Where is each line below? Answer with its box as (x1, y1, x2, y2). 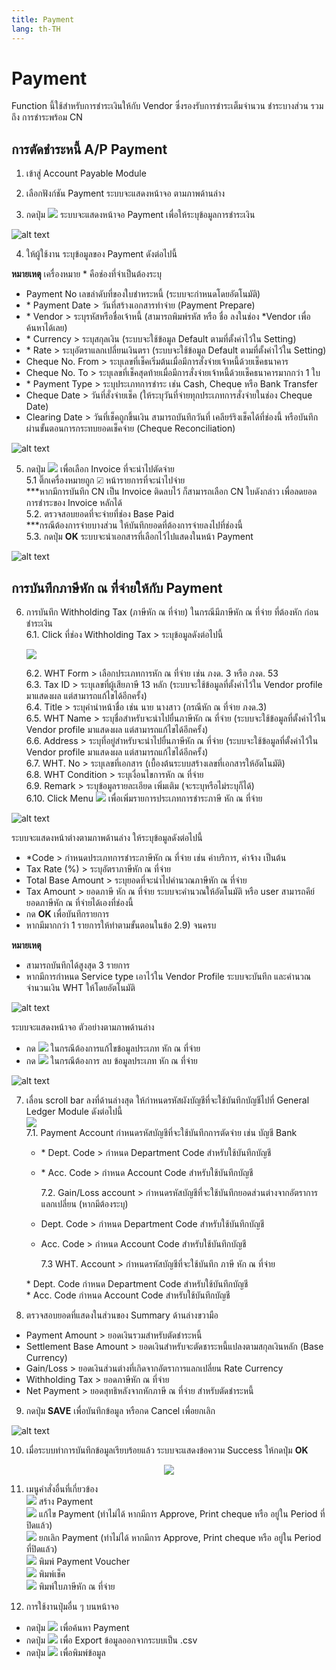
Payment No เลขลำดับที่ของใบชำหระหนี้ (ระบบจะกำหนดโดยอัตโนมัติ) (25, 288, 261, 300)
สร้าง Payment (38, 1496, 94, 1508)
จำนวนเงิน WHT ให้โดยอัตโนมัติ (25, 982, 136, 994)
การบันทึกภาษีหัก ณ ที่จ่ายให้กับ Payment (11, 579, 223, 596)
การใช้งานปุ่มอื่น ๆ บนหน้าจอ (25, 1601, 119, 1613)
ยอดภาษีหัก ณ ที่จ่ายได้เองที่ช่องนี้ (25, 897, 134, 909)
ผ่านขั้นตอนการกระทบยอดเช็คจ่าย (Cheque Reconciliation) (25, 422, 236, 435)
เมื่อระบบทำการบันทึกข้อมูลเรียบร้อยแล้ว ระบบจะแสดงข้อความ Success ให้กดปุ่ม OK (25, 1444, 309, 1456)
